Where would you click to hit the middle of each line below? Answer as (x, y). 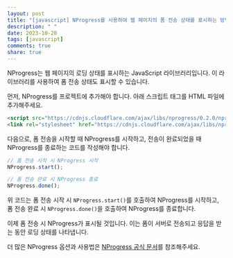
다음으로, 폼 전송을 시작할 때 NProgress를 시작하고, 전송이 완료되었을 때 (104, 139)
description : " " (32, 26)
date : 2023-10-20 (32, 33)
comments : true (29, 46)
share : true (24, 53)
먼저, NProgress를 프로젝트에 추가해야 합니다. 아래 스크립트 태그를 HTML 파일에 (116, 96)
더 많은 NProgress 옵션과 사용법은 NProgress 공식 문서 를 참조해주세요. (104, 247)
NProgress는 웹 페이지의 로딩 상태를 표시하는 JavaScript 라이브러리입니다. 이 (112, 73)
